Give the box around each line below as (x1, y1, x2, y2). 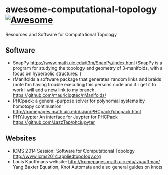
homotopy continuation (12, 103, 62, 109)
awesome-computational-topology (5, 4, 157, 15)
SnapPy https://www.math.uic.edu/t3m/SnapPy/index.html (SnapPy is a (12, 60, 163, 66)
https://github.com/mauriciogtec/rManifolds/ (12, 92, 107, 98)
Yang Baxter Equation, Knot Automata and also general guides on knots (12, 164, 163, 170)
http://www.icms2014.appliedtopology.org (12, 153, 101, 159)
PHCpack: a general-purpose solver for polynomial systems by (12, 97, 145, 104)
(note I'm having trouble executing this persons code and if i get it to (12, 81, 156, 87)
